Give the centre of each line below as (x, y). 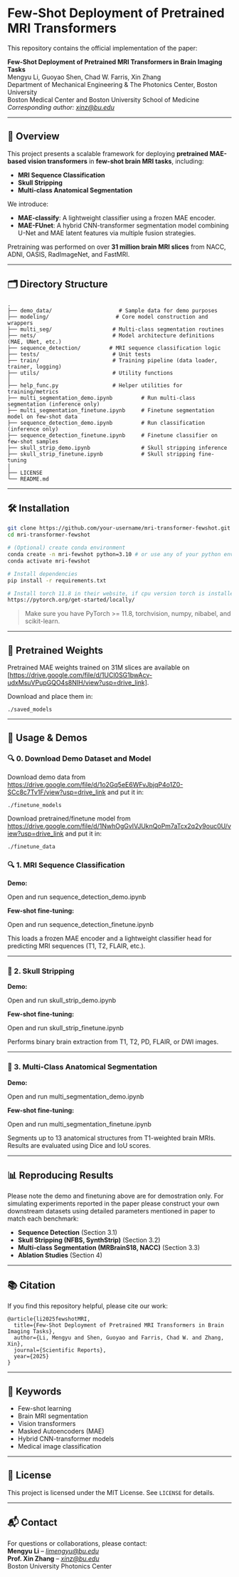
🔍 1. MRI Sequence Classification (66, 865)
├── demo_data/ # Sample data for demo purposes (113, 310)
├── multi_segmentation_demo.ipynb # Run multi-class (101, 398)
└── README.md (28, 479)
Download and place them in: (50, 697)
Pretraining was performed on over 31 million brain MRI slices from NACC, (117, 247)
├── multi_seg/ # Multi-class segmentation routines (116, 329)
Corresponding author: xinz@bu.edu (61, 107)
